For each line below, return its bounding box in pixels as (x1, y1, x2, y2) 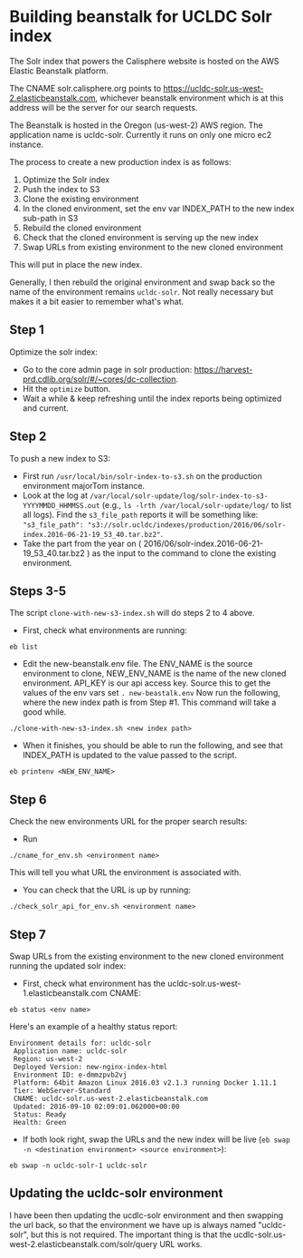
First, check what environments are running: (22, 625, 187, 636)
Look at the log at (22, 490, 89, 501)
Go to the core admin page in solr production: (22, 364, 193, 375)
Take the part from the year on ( (22, 538, 142, 549)
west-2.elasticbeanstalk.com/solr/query (9, 1238, 158, 1249)
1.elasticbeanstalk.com (22, 988, 108, 999)
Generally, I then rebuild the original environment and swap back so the (9, 277, 276, 288)
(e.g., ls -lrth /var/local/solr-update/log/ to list (101, 499, 292, 510)
